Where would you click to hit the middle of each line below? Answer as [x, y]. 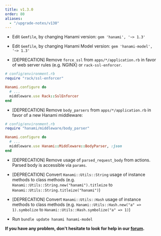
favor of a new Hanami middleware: [47, 115]
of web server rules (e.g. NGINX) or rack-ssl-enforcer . [67, 65]
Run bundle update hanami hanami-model [52, 219]
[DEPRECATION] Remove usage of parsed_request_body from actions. [81, 160]
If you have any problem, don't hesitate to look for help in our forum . [75, 228]
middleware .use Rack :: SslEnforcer [44, 96]
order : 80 [15, 14]
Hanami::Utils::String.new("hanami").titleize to [62, 185]
